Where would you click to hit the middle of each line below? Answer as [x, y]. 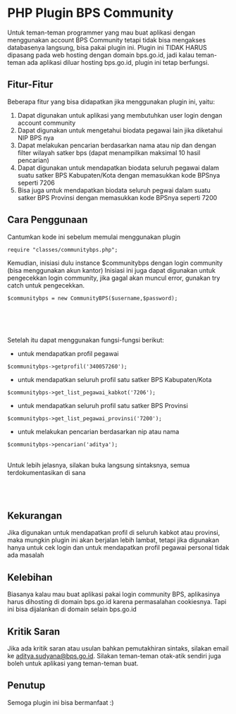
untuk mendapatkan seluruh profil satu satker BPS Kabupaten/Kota [114, 379]
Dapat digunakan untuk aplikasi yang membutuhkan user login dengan [120, 115]
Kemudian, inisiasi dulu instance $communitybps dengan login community [115, 263]
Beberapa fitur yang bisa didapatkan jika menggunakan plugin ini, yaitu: [111, 101]
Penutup [26, 685]
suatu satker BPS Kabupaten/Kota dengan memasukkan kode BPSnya [119, 175]
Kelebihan [30, 577]
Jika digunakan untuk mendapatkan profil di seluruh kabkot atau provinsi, [114, 533]
